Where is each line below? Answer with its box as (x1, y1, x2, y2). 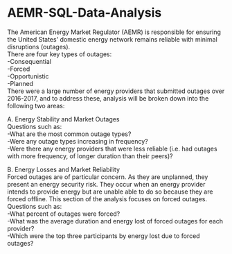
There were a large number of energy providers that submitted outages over (7, 87, 225, 95)
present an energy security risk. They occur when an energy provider (7, 180, 206, 188)
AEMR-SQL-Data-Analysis (7, 5, 162, 21)
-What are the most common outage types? (7, 130, 132, 138)
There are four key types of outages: (7, 50, 112, 58)
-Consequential (7, 57, 52, 65)
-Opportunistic (7, 71, 50, 81)
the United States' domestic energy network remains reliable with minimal (7, 35, 218, 43)
